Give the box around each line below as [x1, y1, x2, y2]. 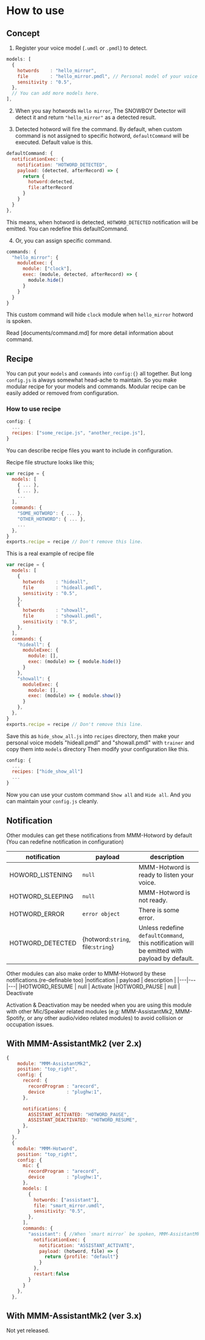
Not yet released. [6, 1327, 50, 1334]
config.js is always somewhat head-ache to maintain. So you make [6, 376, 177, 384]
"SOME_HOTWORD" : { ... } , [17, 510, 84, 517]
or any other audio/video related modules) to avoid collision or [27, 1014, 184, 1021]
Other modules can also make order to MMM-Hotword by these [6, 969, 167, 977]
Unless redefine [138, 923, 184, 932]
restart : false [33, 1271, 70, 1278]
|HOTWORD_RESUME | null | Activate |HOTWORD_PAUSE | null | [18, 983, 180, 990]
